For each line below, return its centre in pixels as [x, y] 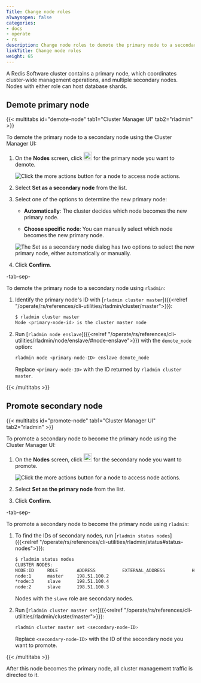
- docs [14, 28]
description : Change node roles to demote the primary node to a [89, 46]
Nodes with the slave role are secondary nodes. [74, 599]
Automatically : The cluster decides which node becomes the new [105, 211]
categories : [21, 23]
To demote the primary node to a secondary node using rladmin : [86, 288]
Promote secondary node [54, 406]
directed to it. [23, 675]
